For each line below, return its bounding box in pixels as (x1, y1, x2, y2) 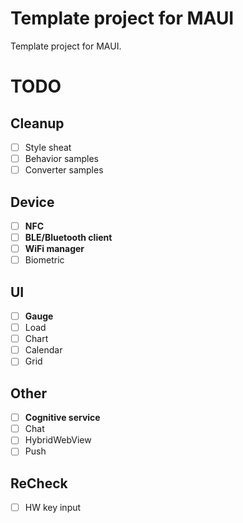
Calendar (24, 344, 63, 356)
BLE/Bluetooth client (24, 232, 113, 243)
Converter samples (24, 164, 104, 176)
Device (10, 193, 55, 211)
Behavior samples (24, 153, 99, 164)
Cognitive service (24, 412, 101, 424)
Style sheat (24, 141, 72, 153)
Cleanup (10, 115, 65, 132)
